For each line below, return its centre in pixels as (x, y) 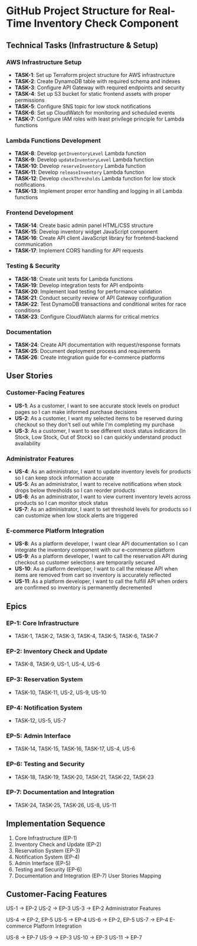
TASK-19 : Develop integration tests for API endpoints (79, 285)
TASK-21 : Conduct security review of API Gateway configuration (93, 297)
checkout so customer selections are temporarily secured (85, 562)
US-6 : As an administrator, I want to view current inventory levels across (103, 497)
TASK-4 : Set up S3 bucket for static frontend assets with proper (93, 93)
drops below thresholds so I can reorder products (75, 490)
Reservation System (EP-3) (47, 850)
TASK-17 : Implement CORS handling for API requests (79, 251)
